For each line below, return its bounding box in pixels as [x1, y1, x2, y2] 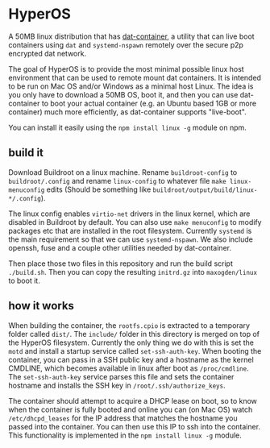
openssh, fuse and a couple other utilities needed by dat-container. [8, 243, 232, 252]
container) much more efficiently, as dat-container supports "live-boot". [8, 106, 247, 117]
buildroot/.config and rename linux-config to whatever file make [8, 176, 227, 185]
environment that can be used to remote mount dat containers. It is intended [8, 73, 262, 82]
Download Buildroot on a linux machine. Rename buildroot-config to [8, 167, 238, 177]
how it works [8, 299, 75, 313]
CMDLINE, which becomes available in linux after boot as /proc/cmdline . [8, 363, 249, 373]
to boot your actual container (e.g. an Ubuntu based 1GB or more [41, 98, 256, 108]
